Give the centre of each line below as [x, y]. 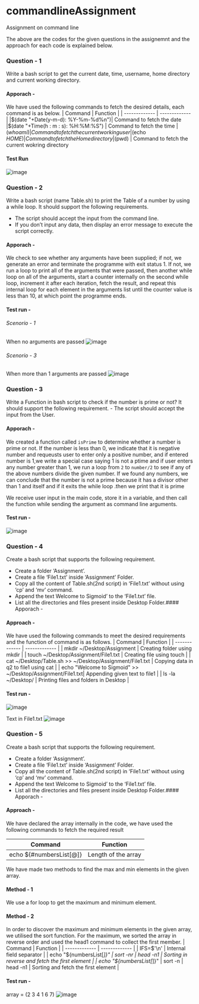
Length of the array [114, 855]
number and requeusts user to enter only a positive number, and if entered [97, 454]
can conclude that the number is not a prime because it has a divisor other [97, 480]
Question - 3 [25, 389]
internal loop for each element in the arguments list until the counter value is [99, 290]
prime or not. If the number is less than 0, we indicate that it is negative [93, 448]
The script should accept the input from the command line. [87, 218]
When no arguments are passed [45, 342]
